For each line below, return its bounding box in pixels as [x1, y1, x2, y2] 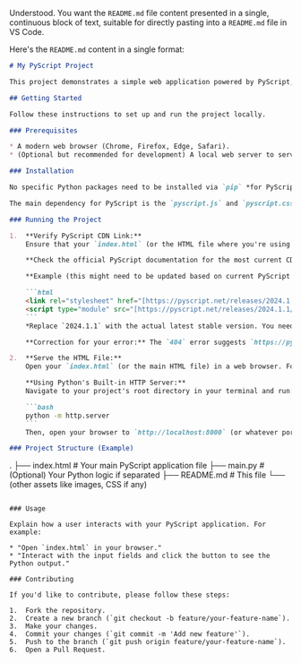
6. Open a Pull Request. [9, 645, 106, 655]
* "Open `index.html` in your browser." [9, 544, 163, 553]
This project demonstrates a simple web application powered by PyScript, [9, 77, 295, 86]
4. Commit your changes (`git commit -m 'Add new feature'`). [9, 630, 251, 639]
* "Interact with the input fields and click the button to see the [9, 551, 271, 561]
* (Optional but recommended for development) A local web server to [9, 151, 275, 159]
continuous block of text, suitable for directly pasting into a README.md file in [9, 17, 288, 28]
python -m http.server [25, 411, 110, 420]
